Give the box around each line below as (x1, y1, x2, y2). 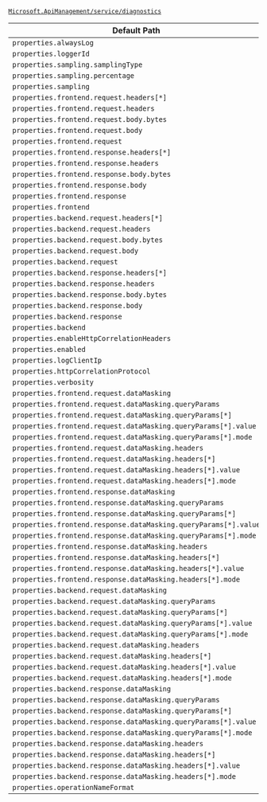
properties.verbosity (12, 378, 94, 386)
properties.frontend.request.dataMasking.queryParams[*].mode (12, 432, 253, 441)
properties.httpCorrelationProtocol (12, 367, 151, 376)
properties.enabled (12, 345, 86, 354)
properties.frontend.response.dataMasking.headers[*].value (12, 564, 245, 573)
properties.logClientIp (12, 356, 103, 365)
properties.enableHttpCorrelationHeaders (12, 334, 172, 342)
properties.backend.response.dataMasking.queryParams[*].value (12, 718, 257, 726)
